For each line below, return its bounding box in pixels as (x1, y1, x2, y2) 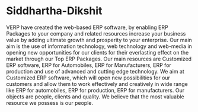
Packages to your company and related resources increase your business (6, 30, 186, 37)
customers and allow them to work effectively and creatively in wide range (6, 80, 188, 87)
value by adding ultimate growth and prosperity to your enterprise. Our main (6, 36, 193, 43)
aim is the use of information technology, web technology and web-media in (6, 43, 193, 50)
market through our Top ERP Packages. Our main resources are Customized (6, 55, 191, 62)
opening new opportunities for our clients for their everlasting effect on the (6, 49, 189, 56)
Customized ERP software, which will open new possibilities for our (6, 74, 171, 81)
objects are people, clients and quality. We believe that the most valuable (6, 93, 185, 100)
